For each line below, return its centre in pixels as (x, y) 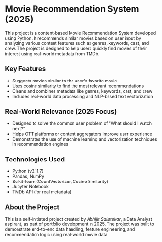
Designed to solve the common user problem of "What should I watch (82, 123)
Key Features (26, 69)
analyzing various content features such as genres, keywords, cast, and (77, 43)
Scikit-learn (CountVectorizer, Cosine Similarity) (60, 181)
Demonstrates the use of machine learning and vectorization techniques (84, 139)
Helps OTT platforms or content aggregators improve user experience (82, 134)
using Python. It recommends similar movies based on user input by (73, 38)
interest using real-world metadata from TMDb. (52, 53)
